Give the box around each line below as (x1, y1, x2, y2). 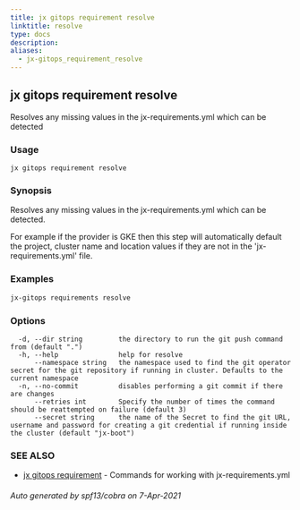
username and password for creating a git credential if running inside (10, 421, 287, 429)
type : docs (10, 30, 51, 38)
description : (10, 38, 59, 47)
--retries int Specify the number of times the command (33, 397, 276, 406)
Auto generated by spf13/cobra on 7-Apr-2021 (10, 489, 182, 501)
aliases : (10, 47, 43, 55)
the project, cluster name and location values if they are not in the (10, 241, 253, 251)
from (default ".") (10, 342, 83, 352)
